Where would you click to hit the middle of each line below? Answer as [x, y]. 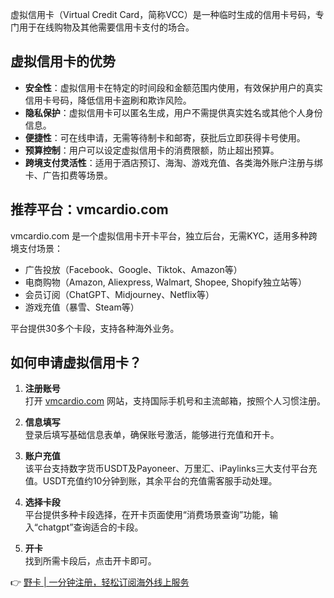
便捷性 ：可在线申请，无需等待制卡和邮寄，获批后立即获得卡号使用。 [165, 137]
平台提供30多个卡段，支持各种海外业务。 [95, 328]
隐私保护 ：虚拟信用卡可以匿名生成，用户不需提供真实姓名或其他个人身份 [173, 112]
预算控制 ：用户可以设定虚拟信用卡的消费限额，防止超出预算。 [152, 150]
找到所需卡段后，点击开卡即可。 [90, 561]
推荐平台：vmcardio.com [89, 209]
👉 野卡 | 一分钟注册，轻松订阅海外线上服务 [100, 582]
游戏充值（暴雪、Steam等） [82, 307]
